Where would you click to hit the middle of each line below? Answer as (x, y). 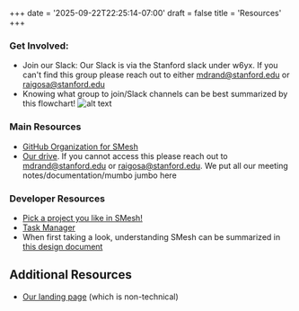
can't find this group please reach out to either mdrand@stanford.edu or (156, 75)
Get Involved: (39, 46)
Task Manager (49, 227)
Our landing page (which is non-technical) (101, 297)
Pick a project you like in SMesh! (83, 218)
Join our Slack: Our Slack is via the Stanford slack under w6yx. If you (150, 66)
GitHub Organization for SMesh (80, 147)
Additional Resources (70, 275)
